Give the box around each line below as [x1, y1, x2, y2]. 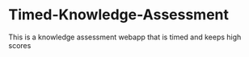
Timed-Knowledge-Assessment [8, 6, 229, 24]
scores [8, 40, 32, 50]
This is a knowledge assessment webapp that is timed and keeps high [8, 32, 242, 42]
